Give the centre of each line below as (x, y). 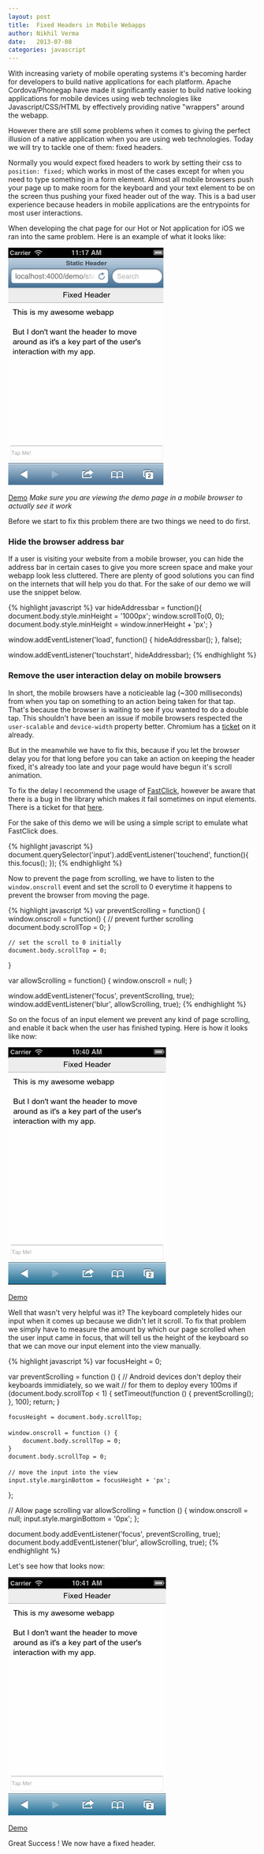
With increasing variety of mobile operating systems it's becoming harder (127, 73)
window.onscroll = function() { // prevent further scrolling (101, 919)
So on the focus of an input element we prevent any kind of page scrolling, (129, 1019)
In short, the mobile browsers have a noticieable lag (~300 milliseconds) (125, 693)
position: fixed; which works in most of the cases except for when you (126, 171)
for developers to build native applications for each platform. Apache (120, 82)
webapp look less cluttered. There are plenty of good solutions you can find (131, 575)
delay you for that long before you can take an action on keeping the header (132, 758)
